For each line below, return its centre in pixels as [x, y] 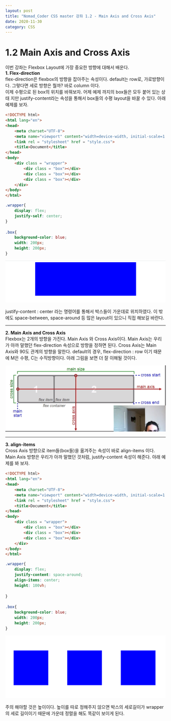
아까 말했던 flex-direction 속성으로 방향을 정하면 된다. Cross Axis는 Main [83, 345]
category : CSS [20, 27]
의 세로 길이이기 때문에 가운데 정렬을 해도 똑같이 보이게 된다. [65, 713]
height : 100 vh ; [31, 586]
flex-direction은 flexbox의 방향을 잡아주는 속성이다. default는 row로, [74, 79]
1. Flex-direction [23, 73]
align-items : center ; [37, 580]
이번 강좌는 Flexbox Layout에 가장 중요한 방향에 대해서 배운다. [67, 67]
